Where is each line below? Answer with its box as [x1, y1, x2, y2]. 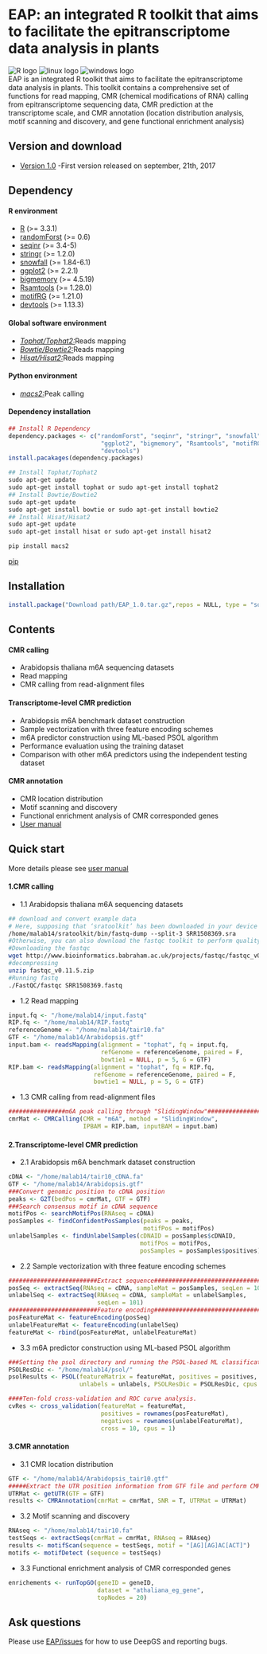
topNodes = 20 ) [96, 1593, 148, 1601]
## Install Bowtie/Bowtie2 [8, 491, 98, 499]
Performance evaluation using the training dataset [19, 741, 184, 750]
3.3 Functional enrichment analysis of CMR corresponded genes [19, 1563, 231, 1573]
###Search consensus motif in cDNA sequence [8, 1202, 158, 1210]
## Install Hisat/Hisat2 [8, 513, 91, 521]
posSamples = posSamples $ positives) [139, 1246, 261, 1255]
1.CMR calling [8, 882, 54, 891]
